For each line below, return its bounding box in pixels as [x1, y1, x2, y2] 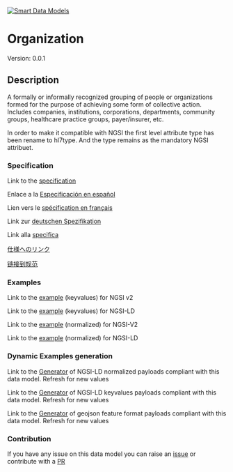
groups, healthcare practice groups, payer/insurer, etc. [7, 115, 164, 123]
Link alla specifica [7, 231, 59, 239]
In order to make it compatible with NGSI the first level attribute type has [7, 128, 214, 137]
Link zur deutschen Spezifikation [7, 217, 102, 226]
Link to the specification [7, 176, 77, 185]
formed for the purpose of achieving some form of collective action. [7, 100, 202, 108]
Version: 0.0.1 [7, 54, 45, 62]
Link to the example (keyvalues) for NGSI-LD [7, 307, 136, 315]
